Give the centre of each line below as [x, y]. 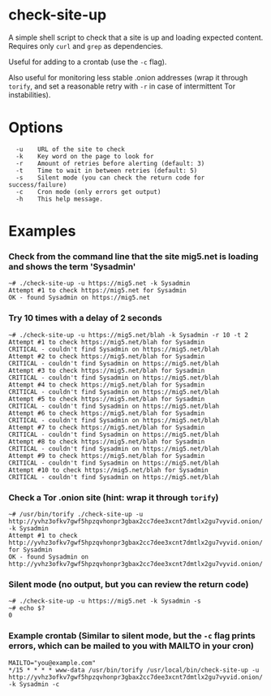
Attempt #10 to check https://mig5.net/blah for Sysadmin [108, 470]
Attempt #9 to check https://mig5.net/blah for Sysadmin [107, 456]
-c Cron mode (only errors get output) [88, 192]
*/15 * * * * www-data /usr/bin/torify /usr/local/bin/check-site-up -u [134, 670]
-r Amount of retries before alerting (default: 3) [110, 163]
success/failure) [38, 184]
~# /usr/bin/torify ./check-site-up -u [76, 514]
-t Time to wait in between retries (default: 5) [107, 171]
